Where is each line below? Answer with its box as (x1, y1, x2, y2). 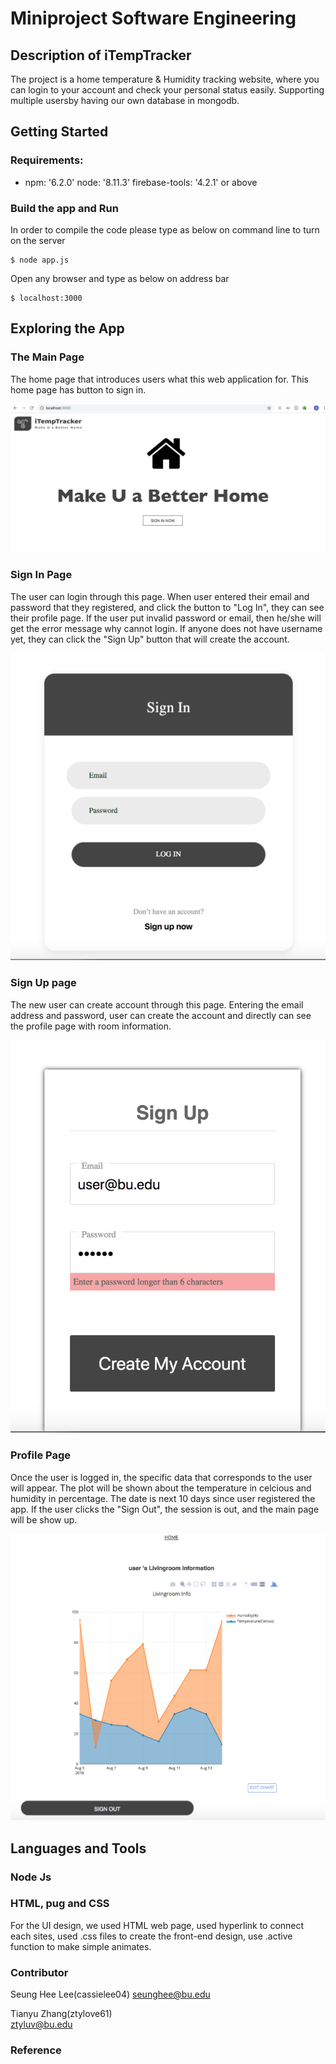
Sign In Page (10, 568, 73, 582)
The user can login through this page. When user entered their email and (10, 590, 310, 602)
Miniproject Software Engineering (10, 7, 297, 30)
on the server (10, 234, 66, 246)
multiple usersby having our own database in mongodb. (10, 95, 240, 106)
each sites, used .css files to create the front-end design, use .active (10, 1930, 293, 1942)
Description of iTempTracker (10, 47, 192, 64)
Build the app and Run (10, 201, 119, 215)
